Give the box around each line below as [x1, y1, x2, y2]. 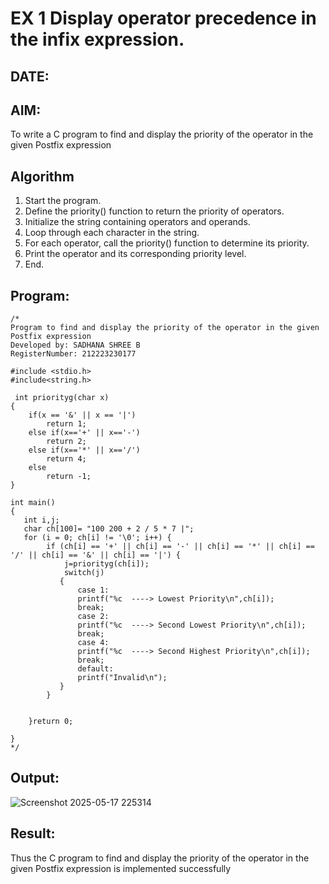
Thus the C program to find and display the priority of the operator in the [10, 852, 310, 864]
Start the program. [24, 195, 102, 207]
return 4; [46, 454, 87, 464]
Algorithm [10, 168, 75, 185]
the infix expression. [10, 28, 185, 51]
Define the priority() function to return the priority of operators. [24, 205, 285, 217]
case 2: [77, 612, 110, 622]
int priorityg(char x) [14, 393, 110, 403]
